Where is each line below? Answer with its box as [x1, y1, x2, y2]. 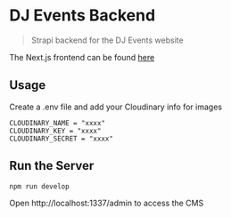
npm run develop [9, 181, 70, 191]
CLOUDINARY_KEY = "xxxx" [9, 126, 102, 135]
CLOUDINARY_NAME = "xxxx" [9, 118, 105, 127]
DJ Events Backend [9, 5, 156, 26]
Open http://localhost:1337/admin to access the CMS [9, 197, 204, 208]
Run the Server [9, 158, 95, 173]
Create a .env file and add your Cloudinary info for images [9, 101, 223, 112]
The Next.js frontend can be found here [9, 52, 155, 62]
